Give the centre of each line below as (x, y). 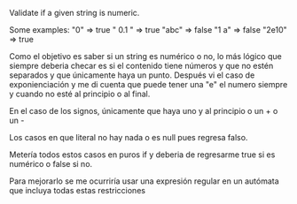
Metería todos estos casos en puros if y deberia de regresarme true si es (142, 155)
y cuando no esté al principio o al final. (80, 94)
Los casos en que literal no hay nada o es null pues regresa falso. (129, 137)
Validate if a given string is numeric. (74, 13)
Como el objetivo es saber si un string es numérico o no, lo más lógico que (145, 56)
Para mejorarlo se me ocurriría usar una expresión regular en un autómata (144, 181)
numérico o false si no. (51, 164)
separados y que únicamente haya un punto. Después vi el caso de (132, 75)
